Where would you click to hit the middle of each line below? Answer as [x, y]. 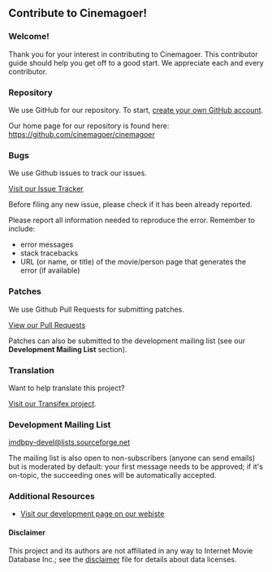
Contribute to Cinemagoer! [78, 13]
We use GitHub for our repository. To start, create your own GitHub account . [136, 110]
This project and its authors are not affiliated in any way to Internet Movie [131, 550]
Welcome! [29, 37]
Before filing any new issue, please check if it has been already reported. [131, 204]
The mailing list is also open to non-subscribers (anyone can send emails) [132, 458]
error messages [47, 245]
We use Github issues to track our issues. [78, 173]
